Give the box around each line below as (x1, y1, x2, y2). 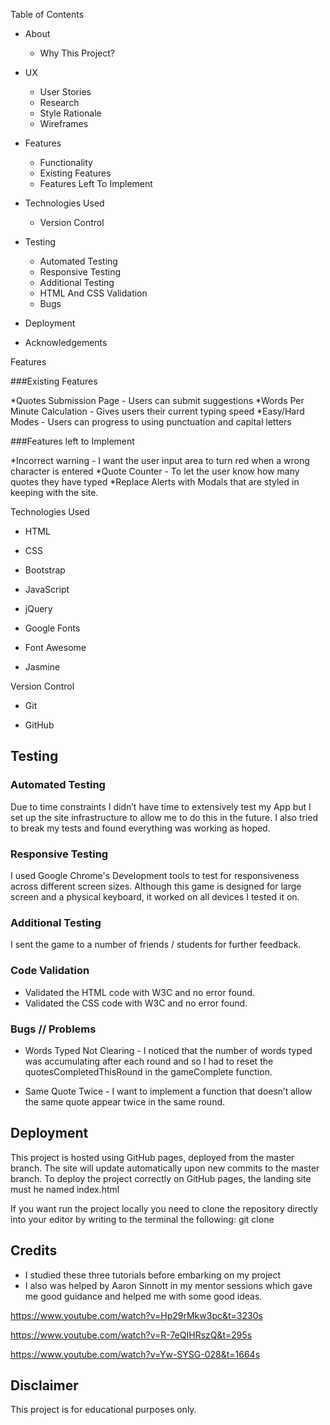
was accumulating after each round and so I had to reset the (24, 1055, 274, 1067)
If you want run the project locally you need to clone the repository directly (10, 1202, 318, 1214)
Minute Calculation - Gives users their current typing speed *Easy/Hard (10, 405, 305, 417)
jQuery (24, 603, 53, 614)
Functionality (39, 157, 93, 168)
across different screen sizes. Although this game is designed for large (10, 880, 302, 892)
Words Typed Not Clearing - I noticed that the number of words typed (24, 1044, 313, 1056)
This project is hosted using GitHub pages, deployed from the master (10, 1151, 295, 1163)
